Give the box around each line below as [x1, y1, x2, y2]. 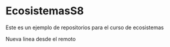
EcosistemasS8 [5, 4, 84, 18]
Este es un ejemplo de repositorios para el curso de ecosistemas [5, 24, 164, 31]
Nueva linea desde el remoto [5, 35, 76, 42]
